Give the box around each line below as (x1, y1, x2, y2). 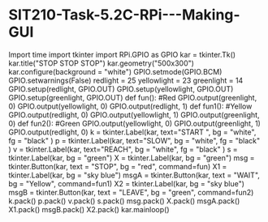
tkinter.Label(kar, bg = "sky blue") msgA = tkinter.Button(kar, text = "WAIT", (8, 170, 260, 180)
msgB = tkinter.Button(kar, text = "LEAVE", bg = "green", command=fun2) (8, 187, 254, 197)
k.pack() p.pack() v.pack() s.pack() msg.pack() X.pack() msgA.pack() (8, 196, 240, 206)
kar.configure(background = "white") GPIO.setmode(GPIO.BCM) (8, 66, 223, 76)
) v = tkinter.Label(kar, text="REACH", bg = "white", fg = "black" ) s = (8, 144, 238, 154)
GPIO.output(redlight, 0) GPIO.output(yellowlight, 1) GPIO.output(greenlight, (8, 109, 260, 119)
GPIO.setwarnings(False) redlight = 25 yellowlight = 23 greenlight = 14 (8, 75, 244, 85)
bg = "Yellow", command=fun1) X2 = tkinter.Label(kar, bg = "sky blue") (8, 178, 245, 188)
